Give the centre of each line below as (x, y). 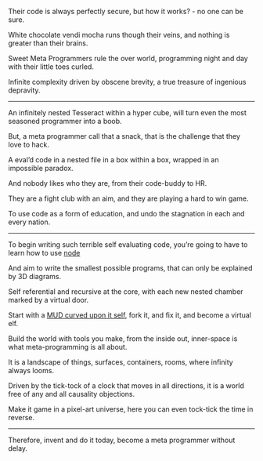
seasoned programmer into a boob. (65, 121)
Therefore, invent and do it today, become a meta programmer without (122, 440)
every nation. (29, 222)
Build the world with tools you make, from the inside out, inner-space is (123, 339)
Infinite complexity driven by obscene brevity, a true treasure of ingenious (127, 82)
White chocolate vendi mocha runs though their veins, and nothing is (119, 35)
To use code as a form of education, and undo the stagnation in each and (126, 214)
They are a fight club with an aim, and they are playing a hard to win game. (128, 198)
